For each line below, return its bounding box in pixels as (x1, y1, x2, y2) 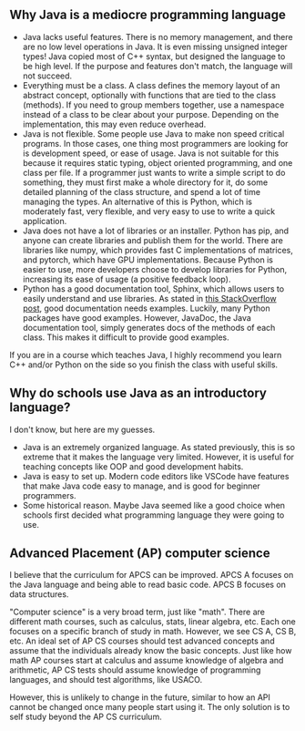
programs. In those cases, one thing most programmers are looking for (22, 138, 289, 149)
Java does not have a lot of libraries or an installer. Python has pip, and (22, 225, 290, 236)
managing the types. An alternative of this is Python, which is (22, 196, 253, 207)
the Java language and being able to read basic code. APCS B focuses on (9, 579, 287, 591)
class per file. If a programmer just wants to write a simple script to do (22, 167, 286, 178)
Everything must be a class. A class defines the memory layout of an (22, 79, 280, 90)
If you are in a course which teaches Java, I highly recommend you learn (9, 349, 282, 360)
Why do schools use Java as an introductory (9, 386, 267, 401)
